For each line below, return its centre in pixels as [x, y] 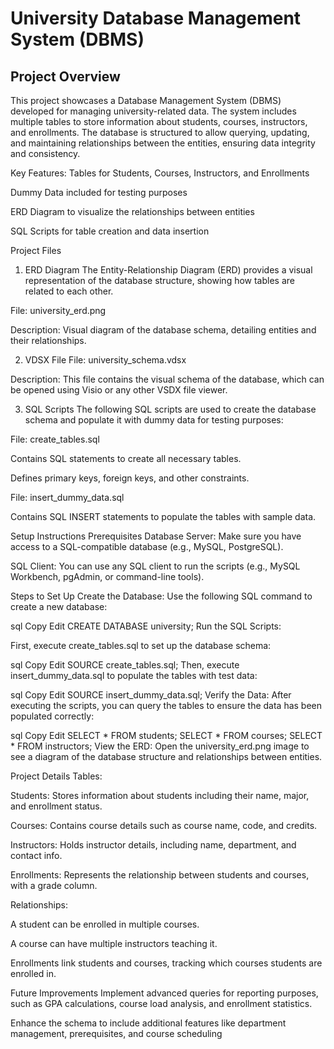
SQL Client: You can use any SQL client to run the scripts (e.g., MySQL [155, 566]
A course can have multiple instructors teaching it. [114, 943]
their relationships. [48, 340]
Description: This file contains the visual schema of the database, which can [167, 379]
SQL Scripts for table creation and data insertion [110, 231]
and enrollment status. [56, 806]
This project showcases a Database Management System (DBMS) [146, 100]
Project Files [36, 250]
